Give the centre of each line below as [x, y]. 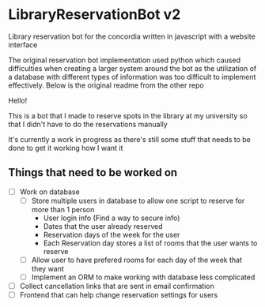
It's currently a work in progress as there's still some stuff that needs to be [129, 139]
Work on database [50, 192]
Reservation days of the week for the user [112, 234]
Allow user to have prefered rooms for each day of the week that [137, 260]
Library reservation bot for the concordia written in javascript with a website [132, 36]
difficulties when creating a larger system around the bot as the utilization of [132, 68]
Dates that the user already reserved [103, 226]
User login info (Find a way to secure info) [112, 218]
